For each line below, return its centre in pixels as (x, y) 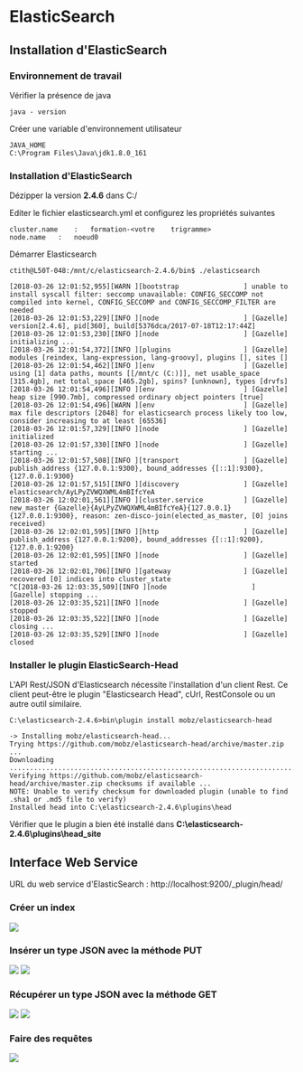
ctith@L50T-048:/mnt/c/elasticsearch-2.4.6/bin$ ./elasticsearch (134, 271)
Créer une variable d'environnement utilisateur (96, 128)
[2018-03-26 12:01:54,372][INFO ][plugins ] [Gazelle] (149, 350)
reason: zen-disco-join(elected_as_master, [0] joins (185, 516)
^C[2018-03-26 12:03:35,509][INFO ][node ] (133, 588)
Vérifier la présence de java (60, 95)
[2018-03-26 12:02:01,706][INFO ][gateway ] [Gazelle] (149, 571)
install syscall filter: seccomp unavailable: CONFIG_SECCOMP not (137, 295)
